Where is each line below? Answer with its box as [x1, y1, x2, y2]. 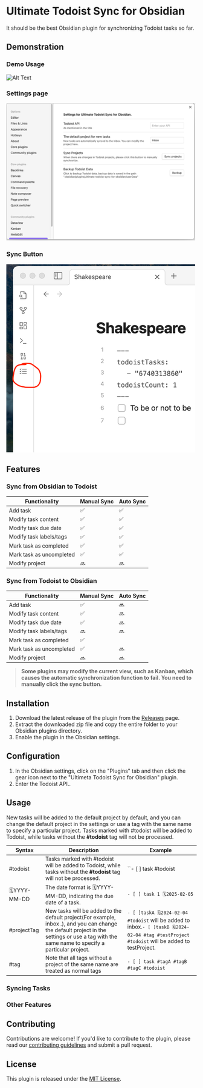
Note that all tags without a [45, 954, 112, 962]
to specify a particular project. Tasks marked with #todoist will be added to [6, 827, 193, 834]
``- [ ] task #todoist [127, 865, 175, 872]
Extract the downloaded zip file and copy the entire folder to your [14, 720, 178, 728]
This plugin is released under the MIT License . [6, 1075, 122, 1083]
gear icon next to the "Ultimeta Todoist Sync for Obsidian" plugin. [14, 773, 178, 781]
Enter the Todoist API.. [14, 780, 71, 787]
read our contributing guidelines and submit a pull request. [6, 1041, 152, 1049]
